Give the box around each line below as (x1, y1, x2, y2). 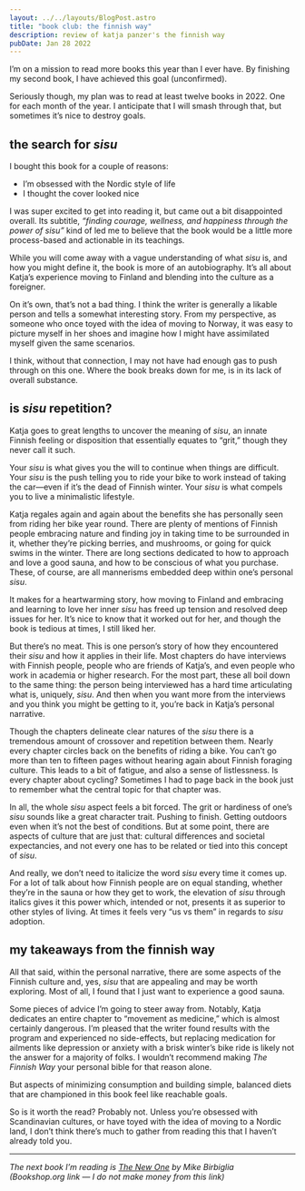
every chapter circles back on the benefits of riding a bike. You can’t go (9, 745, 277, 756)
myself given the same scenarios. (9, 338, 135, 348)
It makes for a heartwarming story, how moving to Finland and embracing (9, 593, 284, 605)
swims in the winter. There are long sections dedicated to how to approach (9, 547, 290, 558)
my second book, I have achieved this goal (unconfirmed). (9, 74, 228, 85)
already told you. (9, 1135, 73, 1146)
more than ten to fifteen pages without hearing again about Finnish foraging (9, 754, 292, 765)
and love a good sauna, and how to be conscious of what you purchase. (9, 557, 279, 568)
